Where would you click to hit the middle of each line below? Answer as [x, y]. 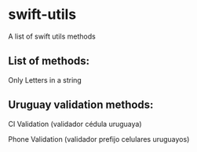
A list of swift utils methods [52, 36]
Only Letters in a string [45, 80]
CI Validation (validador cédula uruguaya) [75, 124]
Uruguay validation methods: [81, 105]
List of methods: [49, 61]
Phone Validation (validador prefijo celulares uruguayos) [99, 139]
